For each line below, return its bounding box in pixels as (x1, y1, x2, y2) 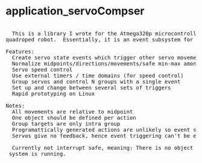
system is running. (8, 150, 67, 157)
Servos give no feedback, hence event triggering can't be (11, 132, 191, 139)
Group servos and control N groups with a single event (11, 78, 181, 85)
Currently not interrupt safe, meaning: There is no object (11, 144, 194, 151)
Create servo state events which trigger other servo (11, 54, 174, 61)
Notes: (5, 102, 25, 109)
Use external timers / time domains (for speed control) (11, 72, 185, 79)
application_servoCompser (5, 4, 145, 18)
